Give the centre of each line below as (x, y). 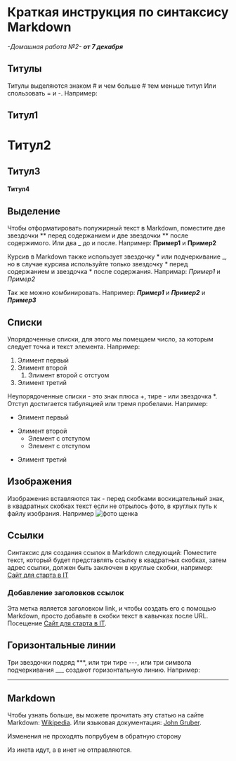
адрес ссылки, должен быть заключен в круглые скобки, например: (110, 567)
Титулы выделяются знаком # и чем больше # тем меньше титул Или (112, 86)
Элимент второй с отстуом (68, 375)
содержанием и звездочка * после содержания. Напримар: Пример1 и (114, 272)
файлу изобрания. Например (51, 513)
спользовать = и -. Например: (52, 93)
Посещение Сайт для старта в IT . (57, 623)
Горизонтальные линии (61, 645)
